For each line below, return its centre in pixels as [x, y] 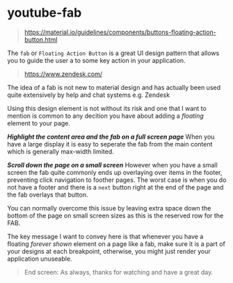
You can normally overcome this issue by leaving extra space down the [109, 208]
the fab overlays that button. [48, 194]
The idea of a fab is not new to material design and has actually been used [114, 87]
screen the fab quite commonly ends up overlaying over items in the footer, [115, 172]
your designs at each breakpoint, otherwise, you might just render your [109, 251]
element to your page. [39, 123]
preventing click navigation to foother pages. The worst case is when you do [117, 180]
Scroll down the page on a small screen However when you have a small [112, 165]
